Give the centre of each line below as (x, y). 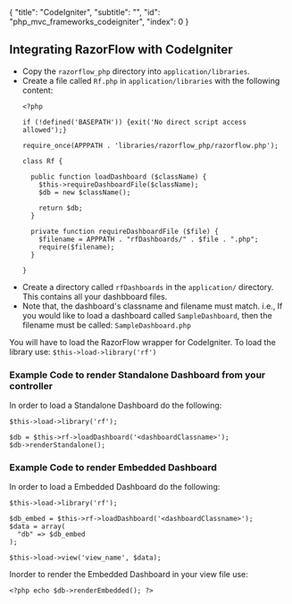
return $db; (61, 208)
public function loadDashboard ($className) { (119, 177)
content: (38, 90)
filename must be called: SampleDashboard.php (107, 325)
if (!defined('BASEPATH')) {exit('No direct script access (134, 122)
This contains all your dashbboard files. (95, 296)
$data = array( (38, 527)
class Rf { (42, 161)
